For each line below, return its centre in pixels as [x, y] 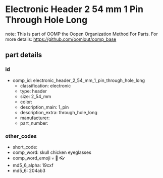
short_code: [25, 147]
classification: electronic [45, 85]
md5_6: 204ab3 [29, 170]
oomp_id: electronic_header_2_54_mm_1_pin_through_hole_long [79, 80]
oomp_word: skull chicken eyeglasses [52, 152]
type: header [33, 91]
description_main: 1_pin [44, 107]
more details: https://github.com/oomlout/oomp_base [61, 39]
